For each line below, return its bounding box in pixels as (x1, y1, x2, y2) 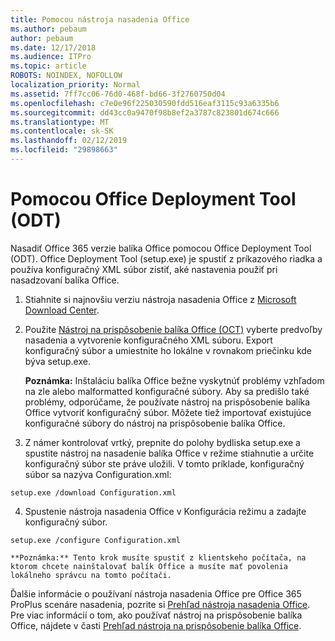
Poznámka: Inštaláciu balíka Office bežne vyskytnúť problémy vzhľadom (24, 374, 325, 386)
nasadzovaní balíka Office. (10, 274, 120, 286)
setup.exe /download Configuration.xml (10, 487, 177, 498)
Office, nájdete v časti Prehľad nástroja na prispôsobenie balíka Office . (10, 619, 302, 631)
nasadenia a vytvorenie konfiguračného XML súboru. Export (24, 334, 273, 346)
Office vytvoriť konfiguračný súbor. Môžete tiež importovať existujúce (24, 406, 312, 418)
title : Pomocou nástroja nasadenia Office (10, 14, 190, 25)
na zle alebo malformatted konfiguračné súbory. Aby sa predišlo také (24, 385, 310, 397)
